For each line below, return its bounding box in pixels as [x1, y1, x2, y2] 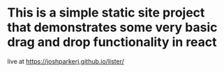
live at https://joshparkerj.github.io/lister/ [7, 57, 124, 65]
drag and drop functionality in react [7, 35, 218, 50]
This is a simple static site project [7, 5, 205, 21]
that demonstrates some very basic [7, 19, 218, 35]
